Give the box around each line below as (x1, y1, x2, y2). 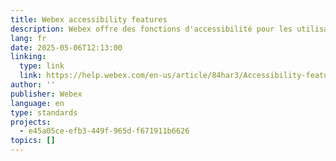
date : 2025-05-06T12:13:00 (10, 42, 123, 53)
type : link (19, 61, 65, 71)
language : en (10, 98, 65, 108)
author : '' (10, 80, 56, 90)
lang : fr (10, 33, 47, 43)
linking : (10, 52, 47, 62)
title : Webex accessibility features (10, 14, 168, 25)
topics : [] (10, 136, 56, 146)
